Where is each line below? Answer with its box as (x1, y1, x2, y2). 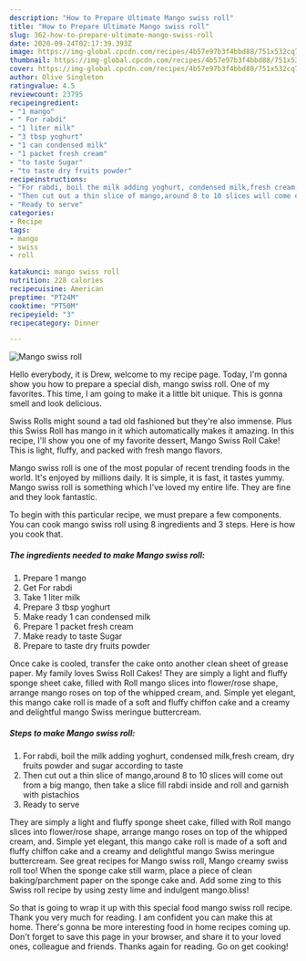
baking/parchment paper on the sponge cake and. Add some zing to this (9, 875, 282, 886)
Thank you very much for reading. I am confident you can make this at (9, 912, 273, 923)
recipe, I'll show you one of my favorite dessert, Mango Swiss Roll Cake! (9, 435, 280, 446)
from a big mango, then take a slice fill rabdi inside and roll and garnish (22, 779, 290, 790)
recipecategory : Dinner (9, 319, 100, 328)
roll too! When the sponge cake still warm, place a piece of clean (9, 865, 252, 876)
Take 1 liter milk (22, 592, 81, 603)
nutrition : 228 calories (9, 276, 104, 286)
